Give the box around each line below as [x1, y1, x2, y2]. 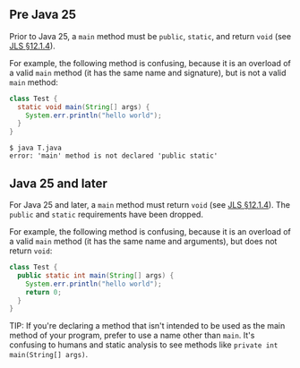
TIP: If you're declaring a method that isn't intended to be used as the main [9, 321, 286, 331]
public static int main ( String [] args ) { [17, 270, 175, 280]
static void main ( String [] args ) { [17, 102, 150, 111]
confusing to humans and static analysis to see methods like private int [9, 339, 279, 350]
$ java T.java [9, 143, 63, 153]
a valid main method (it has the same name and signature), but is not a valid [9, 67, 287, 78]
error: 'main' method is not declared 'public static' [9, 151, 219, 160]
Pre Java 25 [9, 7, 77, 22]
